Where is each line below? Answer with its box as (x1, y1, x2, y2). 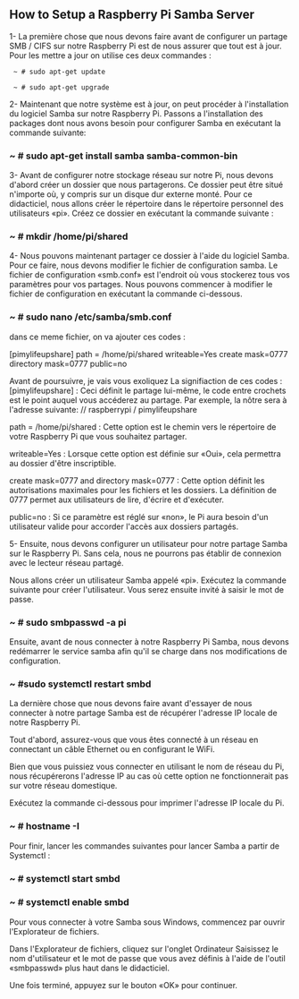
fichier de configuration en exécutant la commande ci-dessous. (9, 288, 243, 299)
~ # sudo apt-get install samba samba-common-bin (9, 149, 238, 162)
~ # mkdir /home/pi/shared (9, 230, 129, 243)
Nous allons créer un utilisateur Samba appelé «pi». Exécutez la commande (9, 575, 287, 585)
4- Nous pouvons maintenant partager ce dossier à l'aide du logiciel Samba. (9, 251, 290, 261)
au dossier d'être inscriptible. (9, 457, 117, 468)
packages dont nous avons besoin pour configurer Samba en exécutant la (9, 117, 281, 128)
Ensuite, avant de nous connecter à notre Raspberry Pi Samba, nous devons (9, 636, 290, 647)
